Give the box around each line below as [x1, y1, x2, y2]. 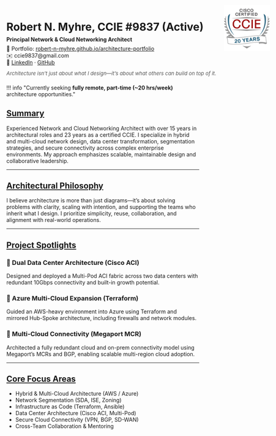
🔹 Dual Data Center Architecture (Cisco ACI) [6, 258, 140, 267]
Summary [6, 109, 45, 119]
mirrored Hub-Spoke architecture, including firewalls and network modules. [6, 315, 197, 322]
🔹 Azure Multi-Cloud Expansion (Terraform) [6, 294, 139, 302]
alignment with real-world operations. [6, 216, 101, 224]
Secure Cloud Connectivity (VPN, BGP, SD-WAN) [15, 416, 139, 424]
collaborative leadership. [6, 157, 69, 164]
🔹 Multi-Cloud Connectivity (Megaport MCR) [6, 330, 142, 338]
